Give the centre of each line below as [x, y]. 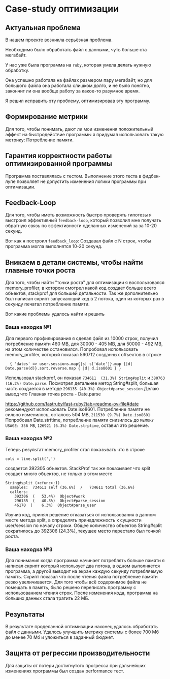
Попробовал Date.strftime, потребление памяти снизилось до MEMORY [80, 420]
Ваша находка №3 [29, 549]
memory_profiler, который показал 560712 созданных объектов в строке [83, 354]
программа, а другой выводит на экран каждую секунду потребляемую [84, 571]
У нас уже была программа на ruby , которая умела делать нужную [78, 65]
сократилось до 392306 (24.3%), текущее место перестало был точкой [83, 531]
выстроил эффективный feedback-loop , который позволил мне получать [83, 220]
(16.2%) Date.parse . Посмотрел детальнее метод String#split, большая [82, 383]
